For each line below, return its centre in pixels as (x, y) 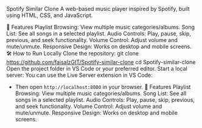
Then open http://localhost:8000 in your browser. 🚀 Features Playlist (103, 87)
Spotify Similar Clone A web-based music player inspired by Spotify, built (98, 9)
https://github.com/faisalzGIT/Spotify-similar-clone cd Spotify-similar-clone (101, 62)
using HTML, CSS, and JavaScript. (50, 15)
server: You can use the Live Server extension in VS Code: (80, 75)
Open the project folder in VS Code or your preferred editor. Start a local (97, 69)
